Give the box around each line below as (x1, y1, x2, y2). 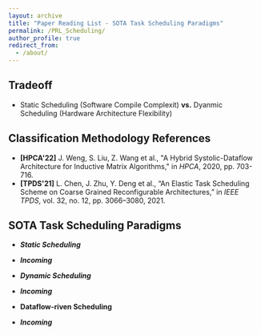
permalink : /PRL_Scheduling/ (8, 26, 106, 34)
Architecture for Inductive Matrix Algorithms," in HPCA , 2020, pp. (19, 161, 235, 171)
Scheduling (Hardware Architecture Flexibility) (19, 108, 173, 118)
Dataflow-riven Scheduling (19, 302, 112, 312)
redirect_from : (8, 42, 59, 50)
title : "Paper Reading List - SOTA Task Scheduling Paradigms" (8, 19, 224, 27)
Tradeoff (8, 79, 53, 92)
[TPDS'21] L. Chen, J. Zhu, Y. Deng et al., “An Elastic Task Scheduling (19, 178, 250, 188)
